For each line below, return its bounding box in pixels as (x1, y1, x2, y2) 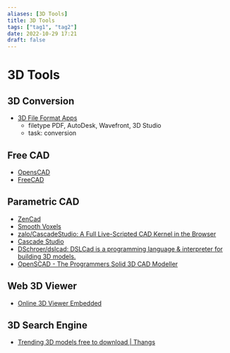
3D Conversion (7, 95, 75, 107)
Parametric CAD (7, 196, 80, 208)
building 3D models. (17, 252, 76, 261)
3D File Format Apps (17, 114, 78, 122)
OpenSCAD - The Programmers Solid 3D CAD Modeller (17, 259, 178, 268)
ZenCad (17, 215, 41, 223)
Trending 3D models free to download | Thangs (17, 338, 156, 347)
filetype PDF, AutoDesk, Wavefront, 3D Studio (28, 121, 162, 130)
